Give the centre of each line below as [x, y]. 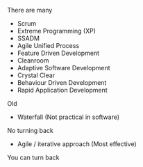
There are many [30, 10]
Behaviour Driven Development [62, 82]
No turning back [30, 130]
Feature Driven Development [58, 53]
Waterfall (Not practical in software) [68, 117]
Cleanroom [33, 61]
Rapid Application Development [62, 90]
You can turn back [34, 157]
